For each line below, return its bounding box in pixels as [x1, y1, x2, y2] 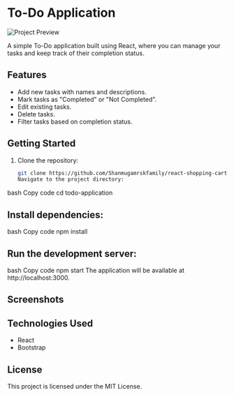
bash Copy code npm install [7, 227, 88, 236]
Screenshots [7, 294, 64, 306]
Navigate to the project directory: [17, 176, 124, 183]
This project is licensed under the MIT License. [7, 382, 142, 390]
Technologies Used [7, 317, 93, 329]
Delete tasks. [17, 110, 56, 118]
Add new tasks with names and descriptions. [17, 87, 147, 96]
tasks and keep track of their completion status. [7, 49, 145, 57]
